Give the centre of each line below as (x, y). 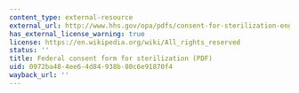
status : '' (29, 50)
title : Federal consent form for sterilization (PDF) (111, 58)
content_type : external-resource (71, 17)
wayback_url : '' (39, 75)
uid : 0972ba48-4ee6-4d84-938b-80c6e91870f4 (91, 67)
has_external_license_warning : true (77, 34)
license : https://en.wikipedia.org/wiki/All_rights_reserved (125, 42)
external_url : (36, 26)
